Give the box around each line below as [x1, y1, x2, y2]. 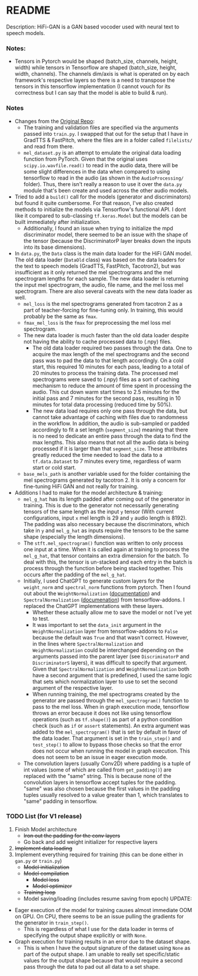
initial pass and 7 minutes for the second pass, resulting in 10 [32, 395, 181, 402]
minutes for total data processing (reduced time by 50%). [32, 401, 173, 408]
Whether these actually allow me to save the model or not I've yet [32, 609, 192, 616]
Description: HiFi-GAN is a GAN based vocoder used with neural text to [6, 23, 180, 30]
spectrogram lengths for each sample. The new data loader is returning [14, 275, 189, 282]
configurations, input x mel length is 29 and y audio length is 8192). [23, 514, 187, 521]
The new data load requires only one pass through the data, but [32, 407, 188, 414]
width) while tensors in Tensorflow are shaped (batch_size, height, [14, 64, 177, 71]
